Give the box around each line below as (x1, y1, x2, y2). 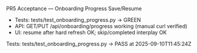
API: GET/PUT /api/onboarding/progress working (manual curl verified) (14, 23, 188, 29)
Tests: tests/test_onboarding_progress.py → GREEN (14, 16, 141, 23)
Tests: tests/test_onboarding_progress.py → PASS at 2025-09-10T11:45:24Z (6, 41, 192, 47)
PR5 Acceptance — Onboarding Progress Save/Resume (6, 5, 142, 12)
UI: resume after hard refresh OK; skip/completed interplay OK (14, 29, 167, 36)
